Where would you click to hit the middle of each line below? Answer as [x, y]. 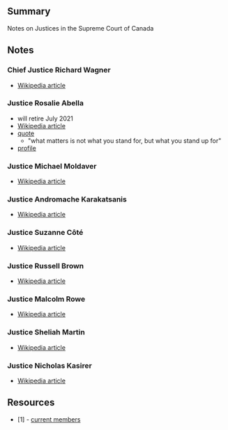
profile [26, 148]
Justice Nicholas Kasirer [50, 365]
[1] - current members [49, 419]
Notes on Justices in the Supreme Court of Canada [81, 28]
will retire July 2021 [45, 118]
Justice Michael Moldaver [52, 166]
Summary [29, 11]
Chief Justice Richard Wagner [59, 70]
